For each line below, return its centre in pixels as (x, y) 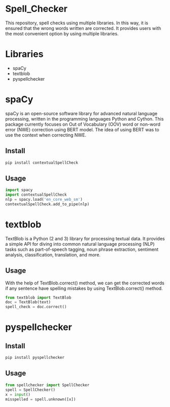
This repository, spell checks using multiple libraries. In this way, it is (77, 23)
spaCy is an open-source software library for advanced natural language (81, 113)
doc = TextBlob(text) (28, 302)
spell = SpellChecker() (30, 390)
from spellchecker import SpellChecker (47, 385)
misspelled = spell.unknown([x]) (41, 399)
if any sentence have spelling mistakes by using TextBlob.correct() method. (84, 288)
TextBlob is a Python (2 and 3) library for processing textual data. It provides (85, 238)
